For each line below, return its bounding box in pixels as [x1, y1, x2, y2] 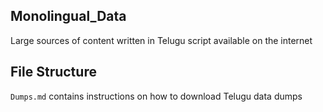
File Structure [10, 64, 97, 81]
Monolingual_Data [10, 8, 127, 25]
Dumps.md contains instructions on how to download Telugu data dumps [10, 90, 303, 102]
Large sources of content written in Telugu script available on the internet [10, 34, 313, 46]
